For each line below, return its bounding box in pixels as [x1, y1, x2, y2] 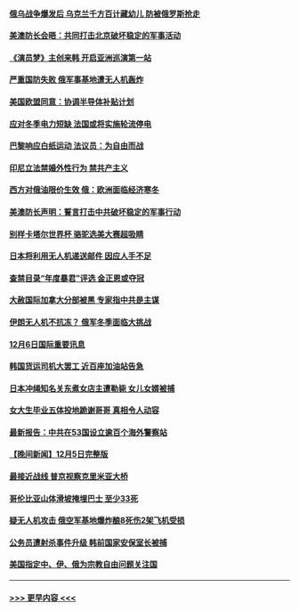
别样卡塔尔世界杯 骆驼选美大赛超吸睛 [9, 228, 144, 240]
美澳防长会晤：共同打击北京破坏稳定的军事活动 [9, 30, 181, 41]
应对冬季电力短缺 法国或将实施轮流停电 [9, 118, 152, 129]
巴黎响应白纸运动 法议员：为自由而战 [9, 141, 144, 151]
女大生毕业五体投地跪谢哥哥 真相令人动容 [9, 405, 160, 416]
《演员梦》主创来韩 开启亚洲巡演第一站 [9, 52, 152, 62]
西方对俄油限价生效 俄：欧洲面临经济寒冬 [9, 184, 160, 195]
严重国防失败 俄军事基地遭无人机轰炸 [9, 74, 144, 85]
